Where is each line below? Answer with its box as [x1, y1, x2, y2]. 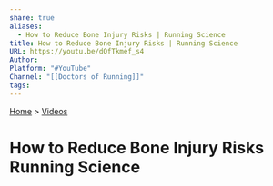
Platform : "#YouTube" [9, 64, 92, 73]
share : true [9, 13, 55, 23]
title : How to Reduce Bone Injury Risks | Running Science [9, 38, 238, 48]
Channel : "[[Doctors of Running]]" [9, 73, 145, 82]
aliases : [9, 22, 43, 31]
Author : [9, 55, 39, 64]
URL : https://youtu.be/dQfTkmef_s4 [9, 47, 145, 56]
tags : [9, 81, 30, 90]
